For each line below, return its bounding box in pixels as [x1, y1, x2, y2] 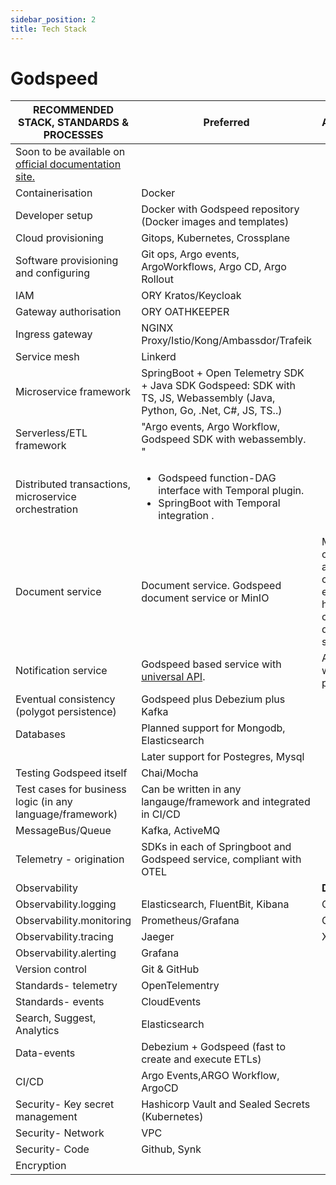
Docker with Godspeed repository [141, 202, 300, 216]
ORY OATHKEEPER [141, 305, 230, 319]
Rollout [141, 272, 174, 286]
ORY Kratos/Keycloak [141, 289, 242, 303]
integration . [158, 509, 215, 523]
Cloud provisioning [15, 231, 104, 245]
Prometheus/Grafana [141, 914, 240, 928]
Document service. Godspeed [141, 579, 282, 593]
